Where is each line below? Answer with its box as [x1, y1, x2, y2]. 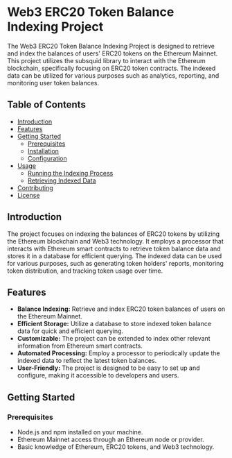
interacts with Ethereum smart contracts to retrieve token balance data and [7, 244, 221, 253]
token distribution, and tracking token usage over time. [7, 266, 163, 275]
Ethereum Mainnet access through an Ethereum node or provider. [17, 435, 204, 444]
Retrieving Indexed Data [27, 176, 96, 185]
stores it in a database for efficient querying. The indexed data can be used [7, 251, 222, 260]
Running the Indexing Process [27, 169, 114, 177]
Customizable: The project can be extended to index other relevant [17, 334, 211, 343]
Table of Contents [7, 99, 87, 111]
